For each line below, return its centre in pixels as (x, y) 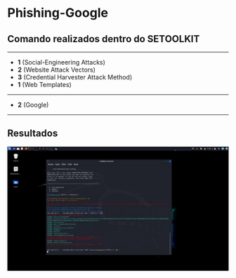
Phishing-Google (58, 13)
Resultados (33, 134)
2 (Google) (33, 105)
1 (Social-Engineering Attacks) (61, 62)
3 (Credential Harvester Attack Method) (75, 77)
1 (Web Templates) (44, 85)
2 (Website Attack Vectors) (57, 69)
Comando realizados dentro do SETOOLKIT (104, 39)
